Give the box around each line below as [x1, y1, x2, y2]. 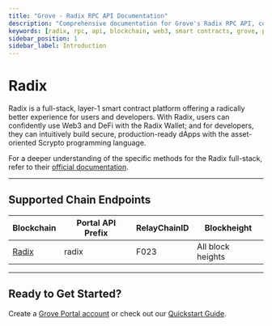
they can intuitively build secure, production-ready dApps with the [8, 129, 229, 139]
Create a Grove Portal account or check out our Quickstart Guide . [8, 308, 227, 318]
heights [197, 251, 226, 262]
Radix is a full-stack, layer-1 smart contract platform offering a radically [8, 104, 245, 113]
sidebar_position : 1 [8, 34, 79, 43]
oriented [8, 138, 36, 148]
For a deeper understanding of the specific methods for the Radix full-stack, [8, 154, 263, 163]
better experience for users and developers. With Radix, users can [8, 112, 230, 122]
